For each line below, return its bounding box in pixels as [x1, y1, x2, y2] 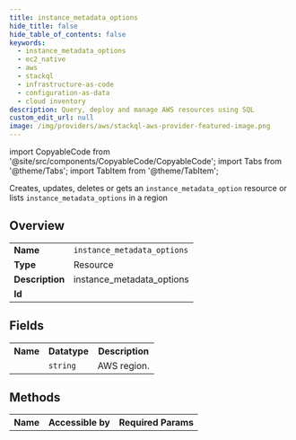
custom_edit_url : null [9, 113, 94, 122]
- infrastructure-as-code [17, 80, 115, 89]
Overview [9, 218, 65, 233]
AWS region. [97, 359, 150, 372]
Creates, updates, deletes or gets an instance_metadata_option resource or [9, 183, 287, 193]
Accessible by [48, 417, 110, 429]
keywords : [9, 38, 47, 48]
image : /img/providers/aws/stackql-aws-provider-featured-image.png [9, 122, 271, 131]
